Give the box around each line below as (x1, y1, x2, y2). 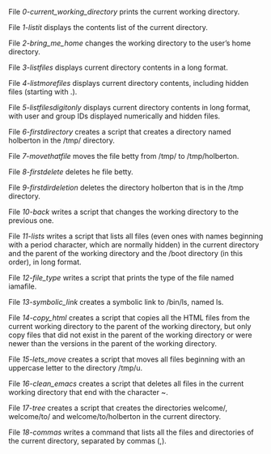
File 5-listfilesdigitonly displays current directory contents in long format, (8, 103, 251, 112)
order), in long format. (8, 257, 83, 267)
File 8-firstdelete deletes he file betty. (8, 167, 133, 177)
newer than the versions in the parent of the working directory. (8, 339, 217, 348)
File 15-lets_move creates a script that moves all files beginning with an (8, 354, 245, 364)
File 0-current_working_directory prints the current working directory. (8, 7, 240, 16)
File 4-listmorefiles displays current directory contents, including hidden (8, 79, 249, 88)
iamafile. (8, 281, 37, 291)
